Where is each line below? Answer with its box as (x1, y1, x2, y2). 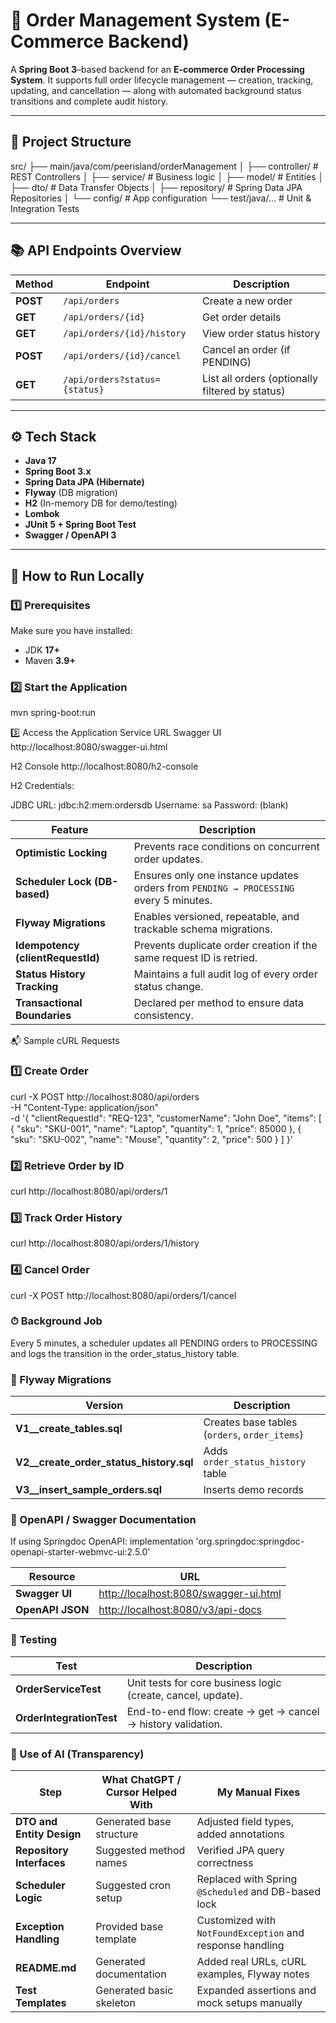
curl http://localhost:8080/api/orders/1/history (10, 1237, 200, 1249)
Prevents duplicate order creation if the (133, 939, 318, 953)
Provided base (95, 1920, 164, 1934)
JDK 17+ (24, 644, 60, 656)
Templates (15, 1996, 67, 2010)
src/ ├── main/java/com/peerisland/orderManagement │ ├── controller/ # (10, 160, 319, 172)
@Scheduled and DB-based (196, 1885, 321, 1899)
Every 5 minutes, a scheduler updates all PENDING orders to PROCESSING (10, 1337, 318, 1349)
